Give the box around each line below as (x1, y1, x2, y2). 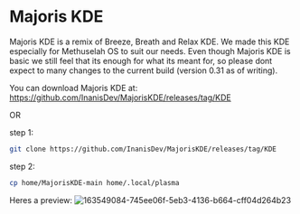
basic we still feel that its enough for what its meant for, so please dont (9, 55, 273, 66)
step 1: (9, 126, 34, 137)
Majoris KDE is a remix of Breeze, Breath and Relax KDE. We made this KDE (9, 36, 290, 47)
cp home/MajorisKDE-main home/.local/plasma (9, 178, 180, 187)
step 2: (9, 161, 36, 172)
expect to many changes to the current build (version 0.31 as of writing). (9, 65, 278, 76)
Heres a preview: (9, 194, 73, 205)
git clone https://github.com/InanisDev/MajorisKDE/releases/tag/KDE (9, 144, 277, 154)
